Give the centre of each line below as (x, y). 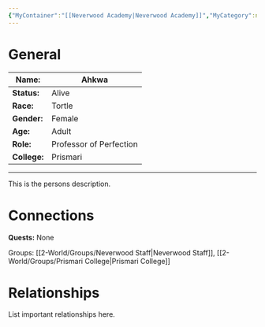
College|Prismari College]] (128, 261)
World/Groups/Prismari (46, 261)
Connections (51, 216)
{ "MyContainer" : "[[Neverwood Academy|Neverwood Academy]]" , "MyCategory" (130, 15)
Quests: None (31, 237)
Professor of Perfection (94, 144)
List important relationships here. (62, 314)
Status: (26, 93)
